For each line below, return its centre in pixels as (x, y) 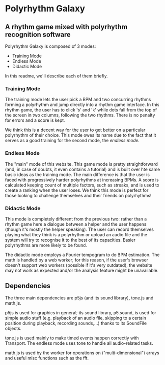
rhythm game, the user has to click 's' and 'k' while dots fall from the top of (81, 110)
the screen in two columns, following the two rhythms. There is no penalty (80, 115)
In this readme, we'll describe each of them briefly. (56, 76)
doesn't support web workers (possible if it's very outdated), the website (79, 265)
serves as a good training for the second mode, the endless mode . (72, 141)
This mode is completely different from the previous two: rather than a (76, 219)
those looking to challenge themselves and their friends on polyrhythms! (78, 195)
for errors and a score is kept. (35, 120)
